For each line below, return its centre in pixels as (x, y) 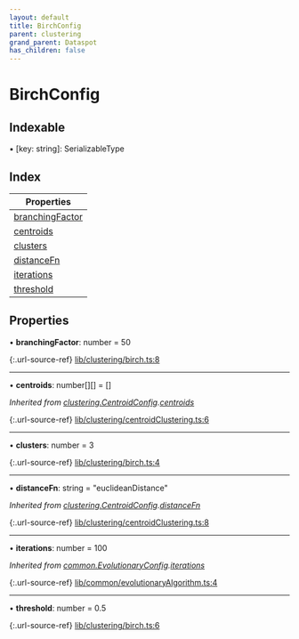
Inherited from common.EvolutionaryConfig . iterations (107, 565)
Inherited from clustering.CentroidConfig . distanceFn (105, 505)
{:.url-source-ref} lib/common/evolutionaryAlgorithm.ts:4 (113, 582)
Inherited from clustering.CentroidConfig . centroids (102, 402)
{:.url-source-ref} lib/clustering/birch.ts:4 (85, 462)
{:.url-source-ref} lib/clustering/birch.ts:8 (85, 359)
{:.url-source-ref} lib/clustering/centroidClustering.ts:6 (109, 419)
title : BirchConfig (45, 26)
